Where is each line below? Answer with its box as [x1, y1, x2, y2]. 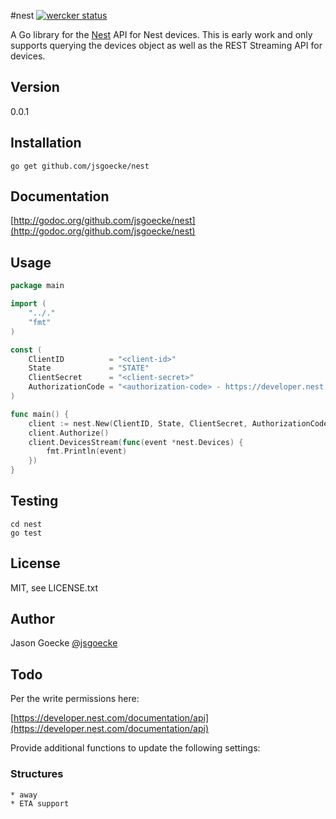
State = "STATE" [28, 363, 150, 374]
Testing [10, 493, 59, 510]
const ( [10, 345, 43, 355]
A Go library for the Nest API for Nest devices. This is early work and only [10, 29, 313, 40]
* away [10, 790, 38, 800]
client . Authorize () [28, 428, 110, 438]
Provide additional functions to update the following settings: [10, 742, 261, 754]
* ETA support [10, 798, 70, 809]
